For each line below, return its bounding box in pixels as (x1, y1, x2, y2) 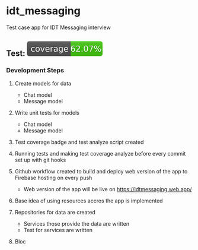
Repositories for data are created (14, 208, 96, 216)
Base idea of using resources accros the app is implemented (14, 197, 163, 204)
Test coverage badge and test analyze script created (14, 138, 144, 145)
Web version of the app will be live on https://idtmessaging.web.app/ (23, 185, 192, 192)
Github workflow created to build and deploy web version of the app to (14, 167, 188, 175)
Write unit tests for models (14, 109, 80, 116)
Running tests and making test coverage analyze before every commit (14, 150, 186, 157)
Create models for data (14, 80, 72, 87)
